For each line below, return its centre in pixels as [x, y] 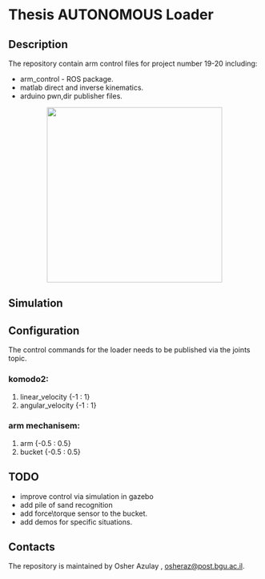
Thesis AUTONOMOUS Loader [111, 15]
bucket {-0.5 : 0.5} [50, 452]
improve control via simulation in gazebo [86, 496]
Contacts [32, 547]
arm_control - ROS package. [66, 79]
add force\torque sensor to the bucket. [84, 513]
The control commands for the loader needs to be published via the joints [129, 350]
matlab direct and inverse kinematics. [82, 87]
